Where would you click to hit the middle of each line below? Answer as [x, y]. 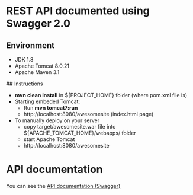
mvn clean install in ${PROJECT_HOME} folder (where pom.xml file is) [101, 95]
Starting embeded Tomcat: [47, 101]
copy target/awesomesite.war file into [70, 127]
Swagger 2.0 [38, 23]
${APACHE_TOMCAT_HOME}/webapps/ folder [80, 133]
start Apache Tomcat [49, 139]
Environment [30, 45]
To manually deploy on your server [57, 120]
